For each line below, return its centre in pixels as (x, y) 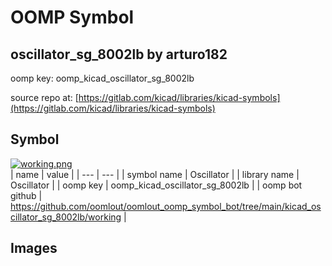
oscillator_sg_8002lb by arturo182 (119, 54)
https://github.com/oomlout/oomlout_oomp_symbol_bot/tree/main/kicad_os (166, 206)
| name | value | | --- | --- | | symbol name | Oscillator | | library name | (155, 174)
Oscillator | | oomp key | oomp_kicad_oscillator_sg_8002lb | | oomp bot (156, 185)
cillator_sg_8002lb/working (66, 217)
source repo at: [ (44, 97)
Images (34, 248)
